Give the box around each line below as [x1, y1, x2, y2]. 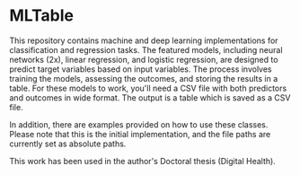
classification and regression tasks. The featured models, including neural [9, 44, 283, 55]
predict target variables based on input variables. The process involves [9, 64, 272, 74]
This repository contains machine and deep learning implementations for [9, 35, 278, 46]
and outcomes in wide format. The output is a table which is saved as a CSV [9, 92, 291, 103]
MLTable [9, 5, 75, 26]
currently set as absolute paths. [9, 138, 127, 149]
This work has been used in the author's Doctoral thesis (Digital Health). [9, 155, 276, 166]
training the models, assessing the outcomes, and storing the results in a [9, 73, 278, 83]
